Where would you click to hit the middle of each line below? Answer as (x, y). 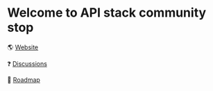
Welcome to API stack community (107, 13)
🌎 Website (23, 47)
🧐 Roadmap (24, 80)
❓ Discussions (27, 63)
